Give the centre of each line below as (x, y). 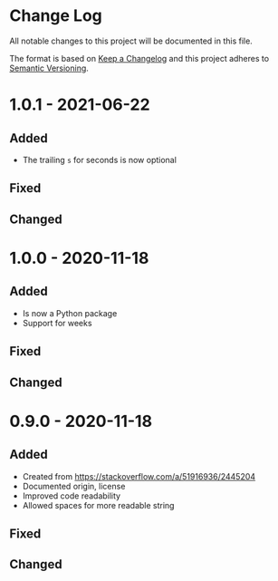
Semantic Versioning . (49, 68)
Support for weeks (57, 323)
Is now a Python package (70, 313)
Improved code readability (71, 496)
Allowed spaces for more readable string (98, 505)
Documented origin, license (74, 486)
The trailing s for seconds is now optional (99, 160)
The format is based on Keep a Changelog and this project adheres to (139, 58)
